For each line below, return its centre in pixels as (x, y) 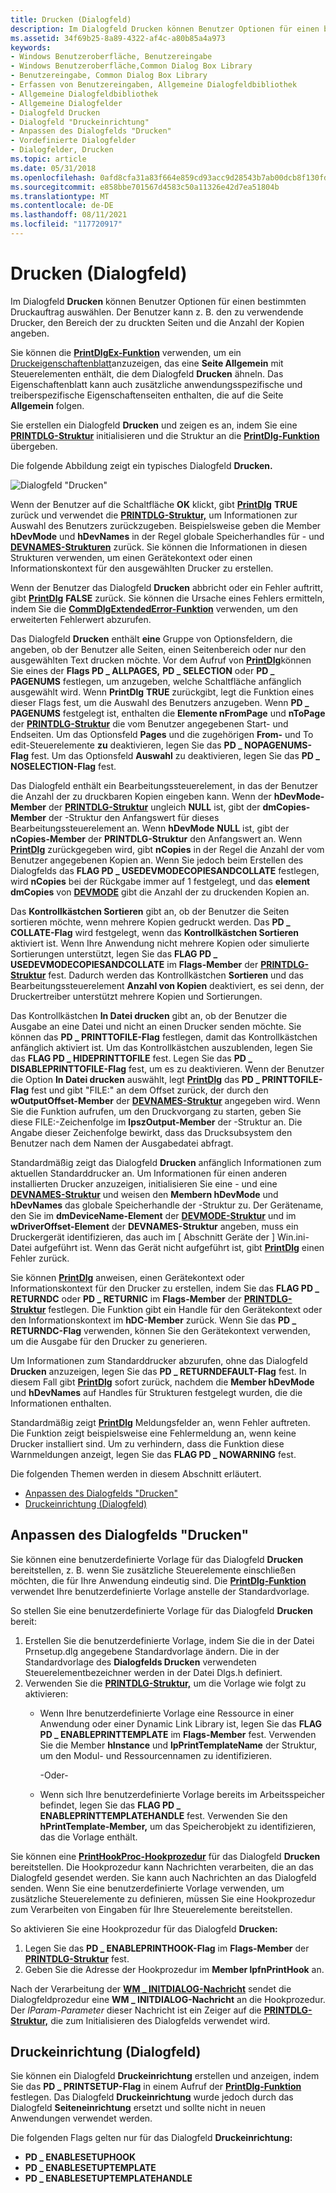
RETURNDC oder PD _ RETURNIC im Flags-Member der (126, 1298)
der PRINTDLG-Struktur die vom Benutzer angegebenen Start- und (149, 723)
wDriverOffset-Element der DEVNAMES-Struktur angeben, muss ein (154, 1226)
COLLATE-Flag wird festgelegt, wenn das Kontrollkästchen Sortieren (155, 932)
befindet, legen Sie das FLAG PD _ (110, 1805)
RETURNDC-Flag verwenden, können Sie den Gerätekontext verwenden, (160, 1330)
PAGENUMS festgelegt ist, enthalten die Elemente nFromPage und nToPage (168, 713)
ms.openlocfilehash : (53, 177)
